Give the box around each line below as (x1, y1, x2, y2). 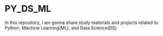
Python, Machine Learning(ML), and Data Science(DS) (5, 24, 117, 30)
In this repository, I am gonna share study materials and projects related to (5, 19, 158, 25)
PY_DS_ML (5, 3, 51, 14)
